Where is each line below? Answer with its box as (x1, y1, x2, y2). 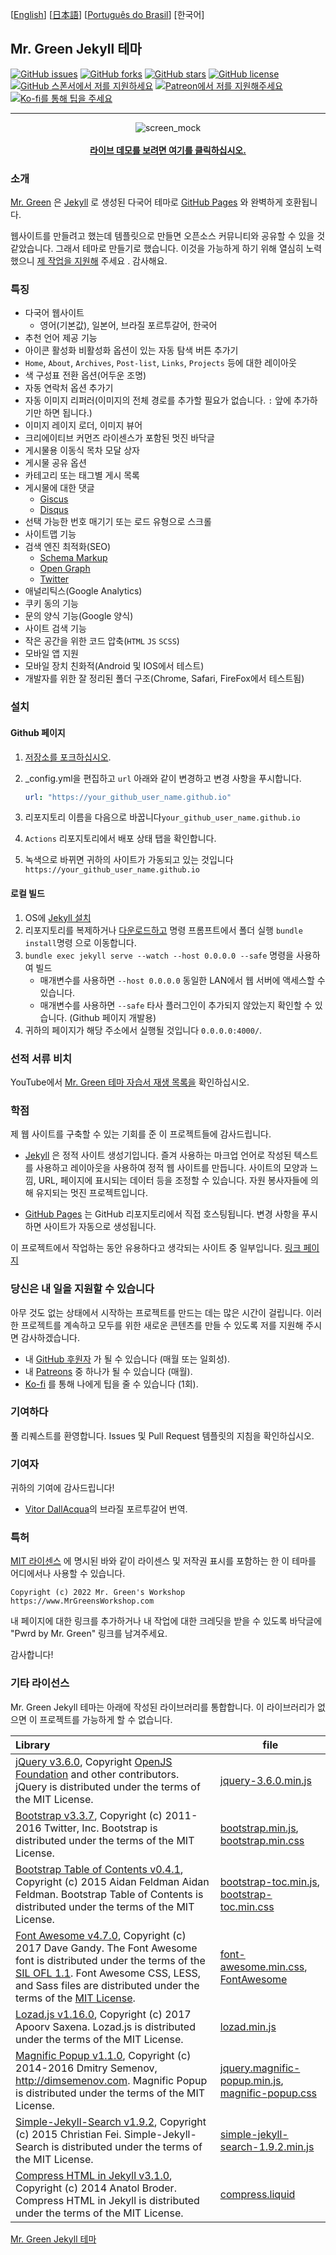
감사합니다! (10, 1649, 54, 1661)
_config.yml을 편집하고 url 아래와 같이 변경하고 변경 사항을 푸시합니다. (24, 772, 302, 784)
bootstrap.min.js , (219, 1821, 299, 1835)
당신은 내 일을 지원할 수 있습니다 (10, 1282, 155, 1296)
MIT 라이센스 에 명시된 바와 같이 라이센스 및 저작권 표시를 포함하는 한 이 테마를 (10, 1555, 317, 1567)
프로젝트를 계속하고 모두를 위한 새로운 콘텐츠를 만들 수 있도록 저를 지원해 (20, 1319, 304, 1331)
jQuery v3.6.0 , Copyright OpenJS (15, 1754, 173, 1768)
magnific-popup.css (219, 2086, 318, 2100)
